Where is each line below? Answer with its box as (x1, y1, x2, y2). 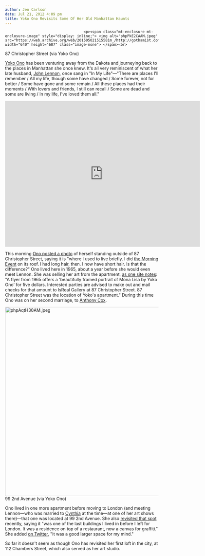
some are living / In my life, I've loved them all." (5, 91, 100, 97)
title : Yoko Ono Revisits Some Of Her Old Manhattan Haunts (5, 16, 130, 21)
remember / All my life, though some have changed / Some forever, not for (5, 76, 154, 82)
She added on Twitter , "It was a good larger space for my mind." (5, 531, 134, 537)
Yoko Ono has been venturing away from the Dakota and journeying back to (5, 60, 157, 66)
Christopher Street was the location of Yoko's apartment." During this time (5, 292, 154, 298)
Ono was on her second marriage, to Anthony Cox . (5, 297, 107, 303)
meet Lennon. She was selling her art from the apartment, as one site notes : (5, 271, 157, 277)
